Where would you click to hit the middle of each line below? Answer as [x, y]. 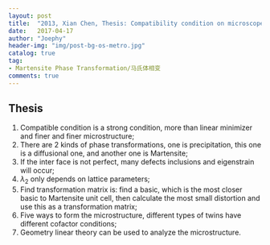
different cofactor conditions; [68, 224]
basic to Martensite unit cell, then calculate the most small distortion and [140, 198]
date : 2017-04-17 [41, 31]
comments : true [34, 76]
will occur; [37, 171]
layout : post [30, 16]
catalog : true [32, 53]
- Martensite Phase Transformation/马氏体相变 [84, 69]
